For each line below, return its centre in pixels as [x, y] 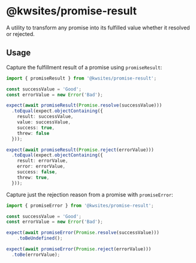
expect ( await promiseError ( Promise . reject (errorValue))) [79, 249]
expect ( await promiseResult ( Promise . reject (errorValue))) [80, 150]
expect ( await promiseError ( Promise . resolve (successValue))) [83, 233]
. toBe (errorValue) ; [36, 255]
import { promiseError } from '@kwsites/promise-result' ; [80, 205]
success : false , [37, 172]
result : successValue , [45, 117]
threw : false [33, 133]
